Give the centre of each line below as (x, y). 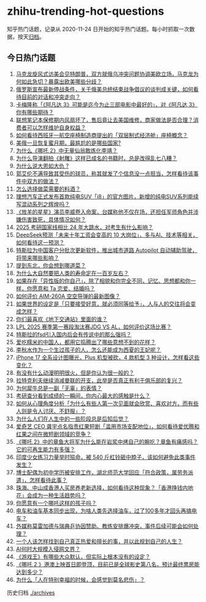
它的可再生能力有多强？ (45, 449)
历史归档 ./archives (31, 592)
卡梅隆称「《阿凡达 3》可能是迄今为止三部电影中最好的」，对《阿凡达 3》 (107, 104)
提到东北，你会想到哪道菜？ (51, 265)
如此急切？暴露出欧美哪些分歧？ (62, 82)
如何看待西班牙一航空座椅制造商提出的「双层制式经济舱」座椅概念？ (102, 135)
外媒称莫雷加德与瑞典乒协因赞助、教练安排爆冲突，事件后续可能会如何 (105, 526)
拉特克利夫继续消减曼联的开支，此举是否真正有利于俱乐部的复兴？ (99, 380)
